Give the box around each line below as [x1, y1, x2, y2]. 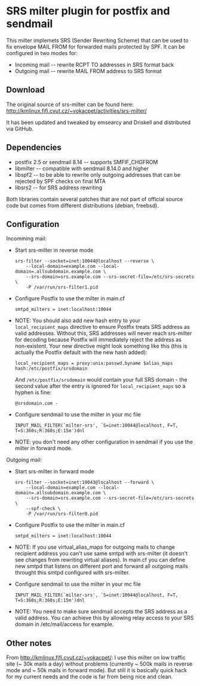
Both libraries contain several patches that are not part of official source [6, 195, 183, 203]
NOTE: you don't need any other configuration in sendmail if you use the [14, 439, 193, 446]
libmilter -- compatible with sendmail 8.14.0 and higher [14, 165, 149, 172]
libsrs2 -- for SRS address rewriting [14, 184, 103, 191]
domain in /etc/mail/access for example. [14, 621, 114, 628]
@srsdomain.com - [14, 400, 59, 407]
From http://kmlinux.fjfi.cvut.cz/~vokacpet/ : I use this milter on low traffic [6, 654, 186, 661]
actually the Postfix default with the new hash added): [14, 349, 147, 356]
